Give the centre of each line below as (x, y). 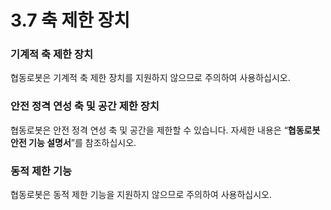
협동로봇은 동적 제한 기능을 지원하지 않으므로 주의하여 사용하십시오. (141, 195)
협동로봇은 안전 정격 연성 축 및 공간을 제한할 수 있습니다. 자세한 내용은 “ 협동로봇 (165, 130)
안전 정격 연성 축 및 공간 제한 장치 (85, 106)
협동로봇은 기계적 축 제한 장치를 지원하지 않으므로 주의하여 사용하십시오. (150, 78)
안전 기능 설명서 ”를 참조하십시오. (73, 142)
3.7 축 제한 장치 (70, 20)
